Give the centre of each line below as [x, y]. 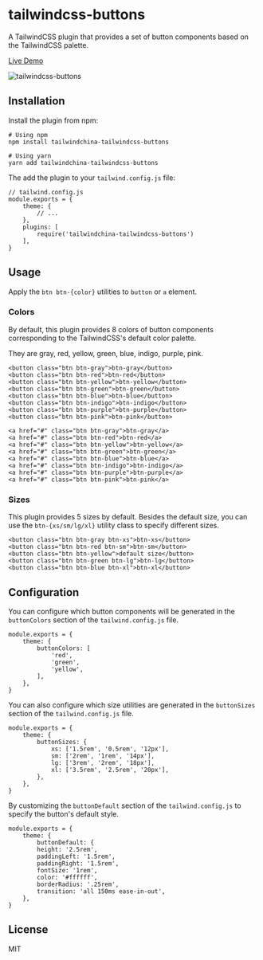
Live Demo [26, 61]
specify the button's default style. [64, 813]
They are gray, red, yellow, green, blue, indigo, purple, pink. [106, 353]
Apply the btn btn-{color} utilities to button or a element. [103, 292]
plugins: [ [41, 227]
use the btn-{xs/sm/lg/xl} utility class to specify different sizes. [114, 525]
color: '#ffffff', [67, 877]
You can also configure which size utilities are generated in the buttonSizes [132, 705]
